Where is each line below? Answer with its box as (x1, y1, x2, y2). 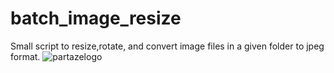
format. (10, 50, 41, 62)
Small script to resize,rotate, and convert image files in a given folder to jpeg (10, 40, 325, 52)
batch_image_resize (10, 7, 182, 30)
